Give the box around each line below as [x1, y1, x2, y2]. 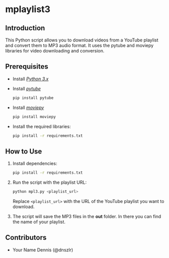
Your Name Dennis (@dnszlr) [12, 246, 73, 253]
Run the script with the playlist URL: [12, 179, 87, 185]
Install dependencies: [12, 161, 58, 167]
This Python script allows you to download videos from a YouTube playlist [5, 37, 159, 43]
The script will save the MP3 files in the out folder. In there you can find [12, 214, 161, 219]
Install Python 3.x [12, 76, 49, 82]
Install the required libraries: [12, 123, 71, 129]
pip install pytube [12, 95, 54, 100]
